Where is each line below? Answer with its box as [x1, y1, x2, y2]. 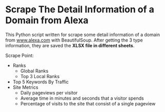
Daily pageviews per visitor [20, 89, 78, 96]
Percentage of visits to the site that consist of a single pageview [20, 100, 156, 106]
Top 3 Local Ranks [20, 73, 60, 79]
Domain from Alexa [5, 14, 89, 26]
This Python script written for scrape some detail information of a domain [5, 31, 160, 38]
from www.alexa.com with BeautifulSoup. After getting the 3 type [5, 37, 143, 43]
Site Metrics [12, 84, 38, 90]
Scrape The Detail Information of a [5, 4, 155, 15]
